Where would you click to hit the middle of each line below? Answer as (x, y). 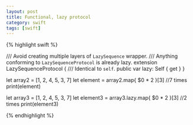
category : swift (26, 22)
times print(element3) (32, 104)
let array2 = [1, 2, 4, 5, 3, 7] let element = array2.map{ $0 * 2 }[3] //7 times (97, 80)
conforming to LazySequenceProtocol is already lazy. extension (82, 63)
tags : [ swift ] (24, 28)
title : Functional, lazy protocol (49, 17)
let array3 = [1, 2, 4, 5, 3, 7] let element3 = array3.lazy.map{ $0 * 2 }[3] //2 (97, 98)
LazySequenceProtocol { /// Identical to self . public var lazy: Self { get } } (95, 69)
